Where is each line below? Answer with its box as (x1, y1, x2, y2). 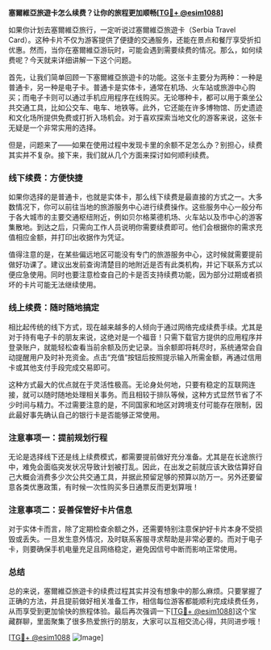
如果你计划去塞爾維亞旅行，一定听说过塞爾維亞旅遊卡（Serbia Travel (8, 25, 236, 35)
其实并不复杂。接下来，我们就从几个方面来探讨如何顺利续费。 (8, 150, 214, 160)
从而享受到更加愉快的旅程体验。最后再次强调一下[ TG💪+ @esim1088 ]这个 (8, 606, 250, 616)
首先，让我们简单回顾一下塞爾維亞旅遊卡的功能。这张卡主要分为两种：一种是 (8, 73, 263, 82)
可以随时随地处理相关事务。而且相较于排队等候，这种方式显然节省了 (29, 389, 256, 399)
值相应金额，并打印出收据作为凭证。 (8, 233, 129, 242)
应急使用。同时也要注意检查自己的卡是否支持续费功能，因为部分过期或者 (15, 270, 256, 279)
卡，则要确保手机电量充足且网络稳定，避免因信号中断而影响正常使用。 (8, 544, 242, 554)
